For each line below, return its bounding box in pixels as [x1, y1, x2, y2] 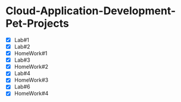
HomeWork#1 [14, 50, 48, 57]
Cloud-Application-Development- [5, 4, 176, 18]
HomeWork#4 [14, 90, 49, 97]
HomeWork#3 [14, 76, 49, 84]
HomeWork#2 [14, 63, 49, 71]
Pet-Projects [5, 17, 69, 30]
